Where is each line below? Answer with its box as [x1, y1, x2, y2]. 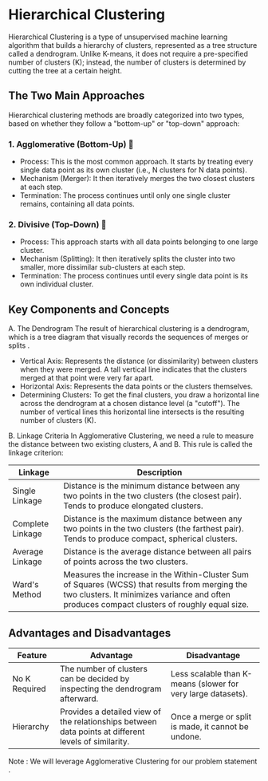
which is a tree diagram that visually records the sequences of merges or [8, 333, 249, 342]
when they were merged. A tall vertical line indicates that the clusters [19, 365, 247, 374]
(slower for [198, 678, 239, 689]
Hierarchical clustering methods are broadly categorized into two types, [8, 110, 245, 120]
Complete [12, 519, 49, 530]
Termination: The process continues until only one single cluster [19, 191, 231, 200]
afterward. [59, 692, 99, 704]
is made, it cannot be [170, 720, 249, 732]
